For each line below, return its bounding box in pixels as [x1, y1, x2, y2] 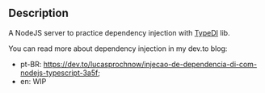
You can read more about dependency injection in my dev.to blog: [8, 44, 228, 53]
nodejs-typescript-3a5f [19, 68, 99, 78]
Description [8, 6, 69, 20]
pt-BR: [19, 59, 42, 69]
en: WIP [19, 76, 47, 86]
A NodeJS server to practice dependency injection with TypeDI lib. [8, 27, 230, 37]
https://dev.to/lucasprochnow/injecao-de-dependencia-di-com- [43, 59, 257, 69]
